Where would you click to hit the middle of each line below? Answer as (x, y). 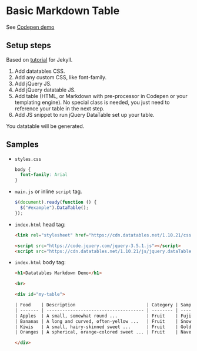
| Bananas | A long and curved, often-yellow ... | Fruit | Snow (103, 321)
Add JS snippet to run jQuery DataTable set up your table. (84, 114)
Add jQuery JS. (33, 83)
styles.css (28, 159)
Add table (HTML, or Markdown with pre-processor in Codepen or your (101, 96)
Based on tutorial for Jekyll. (39, 59)
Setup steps (29, 45)
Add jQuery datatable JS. (45, 90)
